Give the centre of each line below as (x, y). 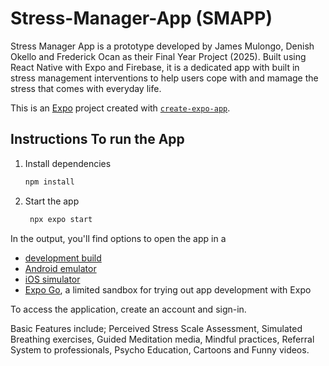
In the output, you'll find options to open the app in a (118, 238)
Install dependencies (68, 163)
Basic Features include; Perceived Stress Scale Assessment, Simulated (156, 328)
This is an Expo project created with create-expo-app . (120, 108)
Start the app (52, 201)
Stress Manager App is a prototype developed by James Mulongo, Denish (162, 46)
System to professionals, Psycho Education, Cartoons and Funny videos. (160, 349)
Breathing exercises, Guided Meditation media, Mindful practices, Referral (162, 339)
